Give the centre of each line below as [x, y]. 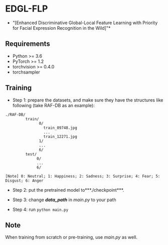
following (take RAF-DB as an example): [54, 105]
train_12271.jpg [60, 136]
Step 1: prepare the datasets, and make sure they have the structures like [88, 100]
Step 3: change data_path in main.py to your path [64, 200]
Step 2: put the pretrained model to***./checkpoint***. [68, 190]
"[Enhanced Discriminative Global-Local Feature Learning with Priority [85, 23]
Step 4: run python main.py [40, 209]
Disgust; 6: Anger [24, 181]
